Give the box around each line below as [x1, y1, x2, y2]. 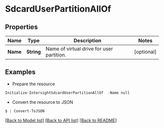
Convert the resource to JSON [12, 99, 73, 105]
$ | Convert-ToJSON [5, 109, 45, 113]
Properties [5, 23, 38, 31]
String [26, 49, 41, 55]
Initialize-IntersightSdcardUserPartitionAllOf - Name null [5, 90, 130, 95]
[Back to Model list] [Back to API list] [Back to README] [5, 117, 117, 123]
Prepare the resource [12, 81, 55, 87]
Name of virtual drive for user [45, 45, 113, 52]
